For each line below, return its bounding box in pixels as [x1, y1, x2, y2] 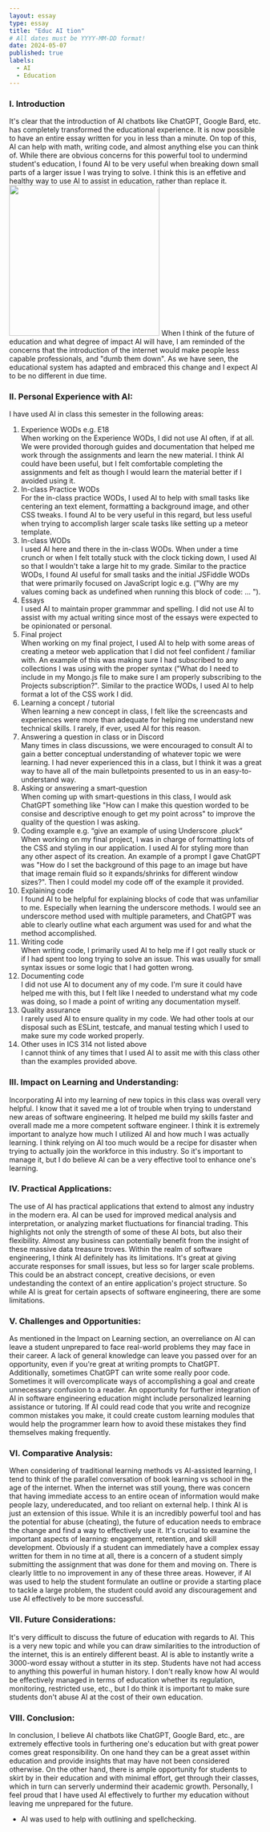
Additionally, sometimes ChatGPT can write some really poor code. [9, 1368, 231, 1378]
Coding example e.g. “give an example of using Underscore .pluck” [20, 826, 243, 836]
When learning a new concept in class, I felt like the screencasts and [20, 706, 248, 716]
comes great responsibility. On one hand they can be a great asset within [9, 1748, 251, 1756]
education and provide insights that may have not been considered [9, 1756, 230, 1765]
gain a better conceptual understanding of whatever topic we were [20, 749, 241, 759]
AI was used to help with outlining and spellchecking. [20, 1814, 197, 1824]
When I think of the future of [160, 328, 255, 337]
